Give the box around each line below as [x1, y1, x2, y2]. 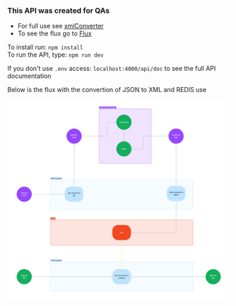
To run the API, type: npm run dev [7, 50, 104, 59]
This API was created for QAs [7, 6, 110, 16]
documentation [7, 72, 52, 80]
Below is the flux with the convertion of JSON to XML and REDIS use [7, 86, 207, 94]
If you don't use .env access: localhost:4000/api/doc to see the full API [7, 64, 216, 73]
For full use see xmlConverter [17, 22, 104, 30]
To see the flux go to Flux [17, 29, 92, 38]
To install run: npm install [7, 43, 83, 52]
